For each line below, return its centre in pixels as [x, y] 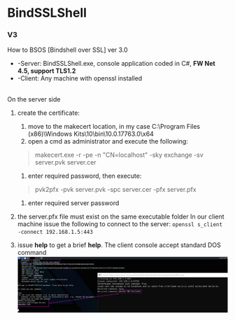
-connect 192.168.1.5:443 [55, 232]
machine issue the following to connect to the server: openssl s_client [120, 224]
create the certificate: [49, 113]
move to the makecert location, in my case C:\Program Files [114, 127]
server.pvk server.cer [65, 162]
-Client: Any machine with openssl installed [80, 78]
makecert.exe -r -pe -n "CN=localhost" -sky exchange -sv [119, 155]
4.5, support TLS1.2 [47, 71]
